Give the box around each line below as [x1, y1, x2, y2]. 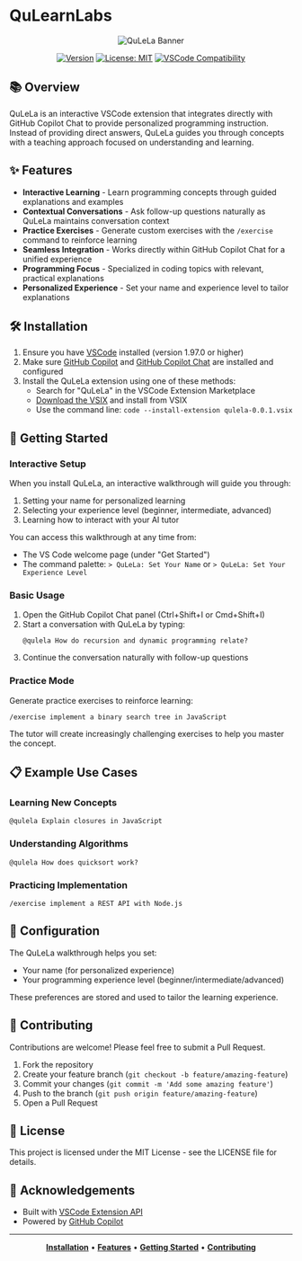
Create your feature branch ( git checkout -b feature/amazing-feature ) [22, 1069, 289, 1079]
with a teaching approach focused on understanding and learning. [9, 137, 254, 147]
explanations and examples [22, 196, 124, 207]
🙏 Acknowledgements [9, 1183, 136, 1198]
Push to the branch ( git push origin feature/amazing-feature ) [22, 1088, 258, 1098]
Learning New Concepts [9, 796, 118, 809]
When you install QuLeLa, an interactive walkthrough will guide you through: [9, 478, 291, 489]
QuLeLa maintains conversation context [22, 215, 170, 226]
